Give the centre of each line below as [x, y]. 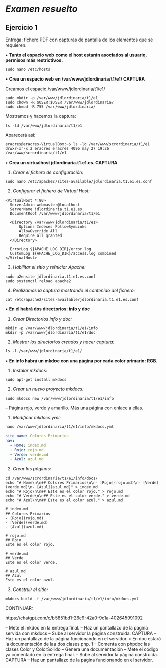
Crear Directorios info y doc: [42, 319]
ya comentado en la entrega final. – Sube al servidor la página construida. [82, 655]
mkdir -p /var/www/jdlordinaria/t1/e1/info [52, 328]
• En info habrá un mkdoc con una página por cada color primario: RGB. [81, 361]
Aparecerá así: [20, 135]
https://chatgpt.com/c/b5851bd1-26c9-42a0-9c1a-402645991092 [74, 618]
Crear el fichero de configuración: [48, 172]
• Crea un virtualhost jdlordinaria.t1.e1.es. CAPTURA [61, 162]
